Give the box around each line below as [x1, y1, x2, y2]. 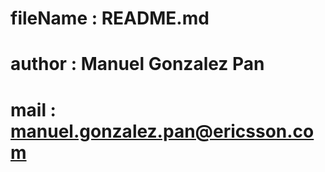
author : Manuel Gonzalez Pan [10, 53, 265, 76]
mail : [10, 98, 57, 121]
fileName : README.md [10, 7, 210, 30]
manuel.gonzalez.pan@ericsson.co [10, 120, 315, 142]
